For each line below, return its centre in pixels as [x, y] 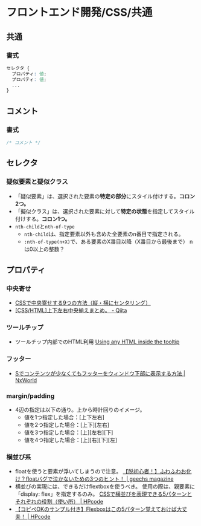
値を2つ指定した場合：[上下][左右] [67, 425]
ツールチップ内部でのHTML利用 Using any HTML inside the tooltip [97, 342]
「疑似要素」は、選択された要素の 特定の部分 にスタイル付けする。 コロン [105, 196]
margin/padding [30, 395]
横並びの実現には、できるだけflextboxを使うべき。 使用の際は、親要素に [105, 487]
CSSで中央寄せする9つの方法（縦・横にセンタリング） [83, 303]
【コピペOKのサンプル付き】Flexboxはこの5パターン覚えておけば [96, 509]
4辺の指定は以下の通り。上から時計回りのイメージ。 [80, 410]
